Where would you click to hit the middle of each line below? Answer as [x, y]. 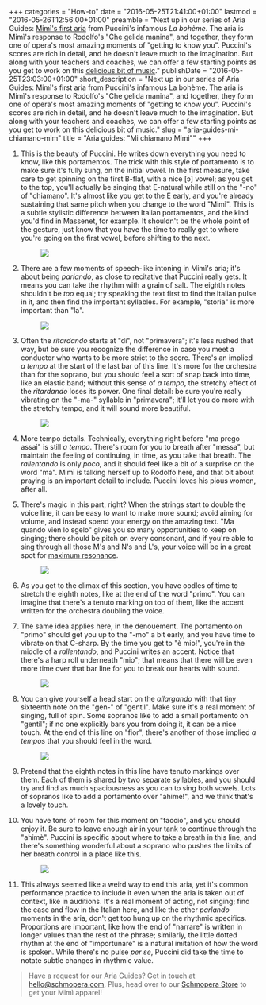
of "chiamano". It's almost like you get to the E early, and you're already [137, 195]
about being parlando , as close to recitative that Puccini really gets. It [134, 276]
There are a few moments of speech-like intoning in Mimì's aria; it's [130, 268]
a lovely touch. [44, 805]
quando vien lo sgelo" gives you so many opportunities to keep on [128, 530]
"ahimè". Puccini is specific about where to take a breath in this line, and [138, 837]
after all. [34, 489]
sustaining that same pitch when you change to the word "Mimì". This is [137, 204]
